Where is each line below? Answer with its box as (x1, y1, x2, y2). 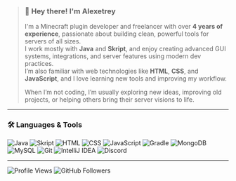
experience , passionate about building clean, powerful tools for (24, 29, 209, 38)
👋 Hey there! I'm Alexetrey (24, 6, 116, 16)
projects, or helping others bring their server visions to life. (24, 95, 195, 104)
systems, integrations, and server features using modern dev (24, 52, 202, 60)
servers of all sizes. (24, 37, 81, 46)
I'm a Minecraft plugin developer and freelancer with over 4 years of (24, 22, 223, 31)
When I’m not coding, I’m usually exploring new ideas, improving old (24, 88, 223, 97)
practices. (24, 60, 54, 68)
